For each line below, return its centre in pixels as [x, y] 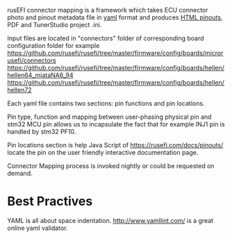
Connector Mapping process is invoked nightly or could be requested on [111, 166]
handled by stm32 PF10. [42, 132]
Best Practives [50, 201]
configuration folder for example [53, 46]
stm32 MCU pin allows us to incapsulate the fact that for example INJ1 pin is [116, 124]
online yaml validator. [38, 228]
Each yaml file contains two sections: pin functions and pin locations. [106, 103]
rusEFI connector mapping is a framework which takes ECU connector [108, 10]
